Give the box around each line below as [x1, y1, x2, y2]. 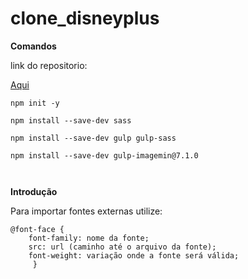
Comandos [10, 40, 57, 52]
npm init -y [10, 98, 60, 108]
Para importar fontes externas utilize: [10, 205, 163, 217]
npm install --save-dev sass [10, 115, 132, 126]
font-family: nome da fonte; [28, 233, 150, 243]
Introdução [10, 185, 58, 197]
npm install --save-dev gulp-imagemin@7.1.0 [10, 150, 199, 161]
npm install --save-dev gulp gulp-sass [10, 133, 177, 143]
